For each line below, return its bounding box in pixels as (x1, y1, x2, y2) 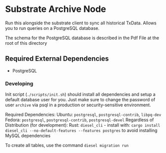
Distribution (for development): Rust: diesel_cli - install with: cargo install (5, 122, 161, 128)
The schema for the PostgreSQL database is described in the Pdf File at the (5, 35, 160, 41)
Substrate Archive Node (5, 3, 107, 15)
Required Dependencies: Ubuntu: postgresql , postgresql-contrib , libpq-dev (5, 112, 162, 118)
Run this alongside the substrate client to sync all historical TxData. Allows (5, 20, 157, 26)
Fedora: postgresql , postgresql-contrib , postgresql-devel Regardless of (5, 117, 154, 123)
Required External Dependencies (5, 55, 109, 63)
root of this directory (5, 40, 47, 46)
